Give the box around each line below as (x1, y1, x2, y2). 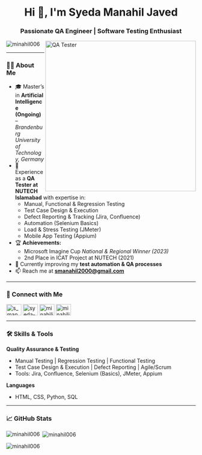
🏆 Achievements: (14, 239, 62, 246)
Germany (20, 155, 44, 162)
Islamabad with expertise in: (14, 194, 86, 201)
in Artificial (14, 91, 44, 99)
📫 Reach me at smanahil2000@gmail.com (14, 267, 124, 274)
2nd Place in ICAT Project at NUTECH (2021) (23, 254, 134, 261)
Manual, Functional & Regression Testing (23, 200, 125, 207)
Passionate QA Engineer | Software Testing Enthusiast (20, 27, 182, 36)
